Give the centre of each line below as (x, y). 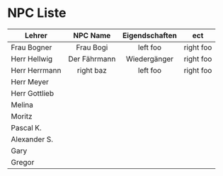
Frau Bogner (32, 47)
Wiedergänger (150, 59)
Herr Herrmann (36, 70)
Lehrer (36, 35)
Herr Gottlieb (33, 93)
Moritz (22, 116)
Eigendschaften (150, 35)
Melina (22, 105)
